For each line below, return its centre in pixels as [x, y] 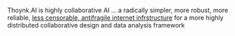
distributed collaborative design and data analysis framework [96, 25]
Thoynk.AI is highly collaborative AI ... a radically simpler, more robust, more [118, 10]
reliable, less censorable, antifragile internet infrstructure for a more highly [115, 18]
